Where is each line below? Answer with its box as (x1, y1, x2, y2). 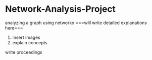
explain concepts (12, 39, 48, 45)
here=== (5, 25, 23, 30)
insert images (12, 34, 41, 40)
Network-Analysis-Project (5, 3, 116, 15)
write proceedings (5, 49, 43, 55)
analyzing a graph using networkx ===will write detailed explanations (5, 20, 147, 26)
